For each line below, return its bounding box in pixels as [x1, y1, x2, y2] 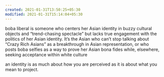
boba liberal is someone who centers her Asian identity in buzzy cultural [5, 25, 152, 31]
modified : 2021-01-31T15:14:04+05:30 [5, 12, 83, 17]
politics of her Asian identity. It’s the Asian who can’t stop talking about [5, 36, 149, 42]
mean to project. [5, 66, 39, 72]
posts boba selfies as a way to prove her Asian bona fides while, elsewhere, [5, 46, 160, 52]
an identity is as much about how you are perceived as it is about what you [5, 61, 157, 67]
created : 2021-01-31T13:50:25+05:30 [5, 7, 81, 12]
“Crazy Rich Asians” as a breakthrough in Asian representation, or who [5, 41, 149, 47]
